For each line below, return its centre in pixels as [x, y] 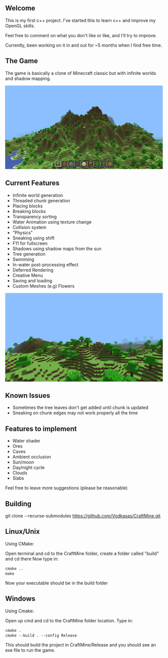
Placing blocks [27, 206]
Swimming [23, 259]
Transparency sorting [34, 216]
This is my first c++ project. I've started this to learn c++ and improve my [80, 20]
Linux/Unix [22, 532]
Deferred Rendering [33, 270]
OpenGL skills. [20, 26]
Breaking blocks [29, 211]
